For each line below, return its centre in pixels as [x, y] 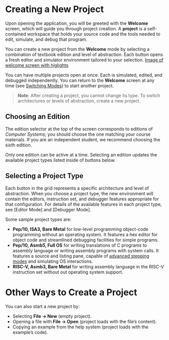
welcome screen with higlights [37, 65]
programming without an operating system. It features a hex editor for [85, 234]
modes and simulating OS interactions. [53, 261]
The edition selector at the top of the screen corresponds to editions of [79, 129]
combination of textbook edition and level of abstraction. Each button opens [84, 54]
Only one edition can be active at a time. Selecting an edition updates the [81, 154]
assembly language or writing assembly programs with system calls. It [86, 250]
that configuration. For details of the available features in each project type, [84, 204]
